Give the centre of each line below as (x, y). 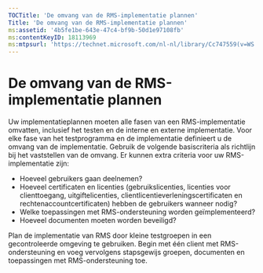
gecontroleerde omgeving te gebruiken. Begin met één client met (113, 244)
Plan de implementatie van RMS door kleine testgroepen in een (110, 235)
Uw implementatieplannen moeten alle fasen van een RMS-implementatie (127, 122)
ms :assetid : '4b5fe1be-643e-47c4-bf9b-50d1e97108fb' (96, 30)
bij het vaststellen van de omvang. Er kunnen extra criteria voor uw (116, 155)
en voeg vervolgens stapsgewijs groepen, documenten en (151, 253)
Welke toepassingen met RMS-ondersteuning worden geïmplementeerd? (137, 212)
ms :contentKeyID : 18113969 (52, 37)
